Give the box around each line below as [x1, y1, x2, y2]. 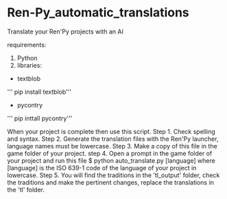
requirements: [7, 40, 47, 49]
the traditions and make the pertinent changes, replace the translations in [7, 178, 215, 186]
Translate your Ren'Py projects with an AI [7, 27, 123, 36]
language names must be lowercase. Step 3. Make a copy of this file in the [7, 142, 217, 150]
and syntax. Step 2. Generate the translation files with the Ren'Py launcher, [7, 135, 219, 143]
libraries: [16, 61, 43, 69]
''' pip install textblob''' [7, 88, 72, 96]
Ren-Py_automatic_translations [7, 5, 190, 21]
